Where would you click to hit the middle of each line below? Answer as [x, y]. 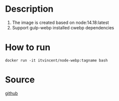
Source [20, 80]
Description [29, 9]
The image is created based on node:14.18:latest [60, 22]
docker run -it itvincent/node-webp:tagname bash [57, 60]
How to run [28, 48]
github [11, 93]
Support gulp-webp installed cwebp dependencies [63, 27]
